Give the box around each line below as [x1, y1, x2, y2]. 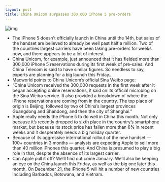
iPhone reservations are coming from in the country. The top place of [12, 98, 153, 104]
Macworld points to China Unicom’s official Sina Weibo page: [12, 77, 136, 83]
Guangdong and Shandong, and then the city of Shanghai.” [12, 108, 132, 114]
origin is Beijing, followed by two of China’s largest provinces [12, 103, 136, 109]
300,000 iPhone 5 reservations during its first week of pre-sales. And [12, 61, 154, 67]
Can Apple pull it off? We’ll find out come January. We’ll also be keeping [12, 155, 159, 161]
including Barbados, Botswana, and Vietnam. [12, 171, 103, 177]
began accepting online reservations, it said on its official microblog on [12, 87, 156, 93]
